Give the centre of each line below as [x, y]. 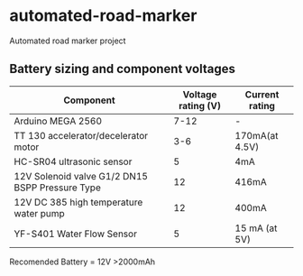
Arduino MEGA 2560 [58, 121]
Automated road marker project [68, 41]
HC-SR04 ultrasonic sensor [73, 161]
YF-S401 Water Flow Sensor [76, 234]
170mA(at [257, 135]
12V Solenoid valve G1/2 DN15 [81, 176]
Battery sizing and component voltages [123, 69]
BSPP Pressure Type [57, 188]
